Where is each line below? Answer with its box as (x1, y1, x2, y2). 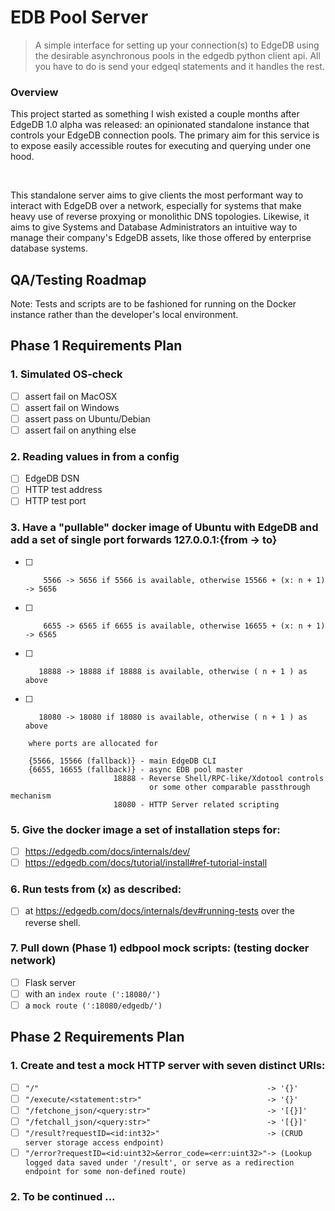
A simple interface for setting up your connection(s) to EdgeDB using (34, 39, 320, 51)
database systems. (10, 242, 88, 255)
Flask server (24, 976, 77, 988)
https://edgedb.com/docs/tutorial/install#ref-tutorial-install (24, 857, 268, 869)
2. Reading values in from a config (10, 449, 180, 463)
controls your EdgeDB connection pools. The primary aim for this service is (10, 129, 320, 141)
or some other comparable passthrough (148, 782, 311, 792)
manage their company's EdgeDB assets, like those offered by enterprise (10, 232, 312, 244)
